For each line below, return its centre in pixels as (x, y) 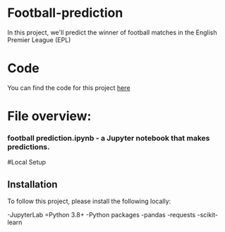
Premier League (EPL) (39, 39)
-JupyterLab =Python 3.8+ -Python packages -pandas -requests (102, 215)
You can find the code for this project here (69, 88)
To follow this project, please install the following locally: (89, 201)
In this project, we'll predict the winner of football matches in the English (112, 32)
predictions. (29, 147)
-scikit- (208, 215)
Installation (32, 184)
